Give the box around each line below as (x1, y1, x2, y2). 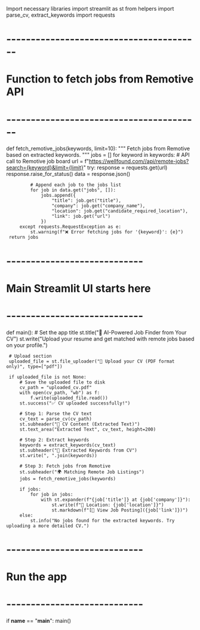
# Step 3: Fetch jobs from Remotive (19, 463, 111, 469)
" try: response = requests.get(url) (83, 164, 168, 171)
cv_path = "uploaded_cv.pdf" (19, 384, 93, 391)
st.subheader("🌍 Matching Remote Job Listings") (19, 469, 144, 475)
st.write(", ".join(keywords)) (19, 452, 97, 458)
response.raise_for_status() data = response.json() (6, 171, 131, 178)
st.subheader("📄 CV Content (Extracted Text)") (19, 421, 140, 427)
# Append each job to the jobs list (30, 182, 121, 188)
